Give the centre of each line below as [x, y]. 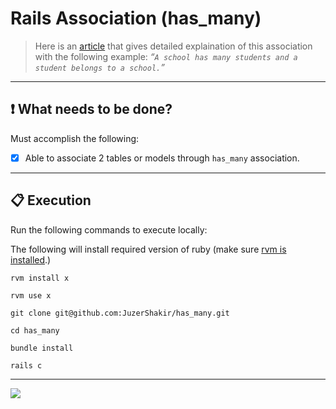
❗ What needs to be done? [91, 109]
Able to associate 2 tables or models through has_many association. [162, 158]
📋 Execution [51, 200]
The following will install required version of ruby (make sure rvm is [148, 249]
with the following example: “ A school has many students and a [166, 56]
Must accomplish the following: [75, 138]
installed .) [31, 259]
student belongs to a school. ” [99, 67]
